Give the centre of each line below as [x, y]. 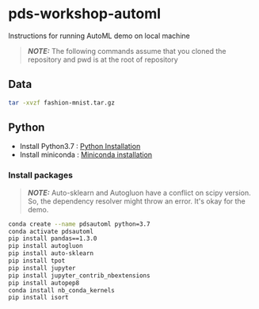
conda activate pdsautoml [51, 231]
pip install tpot [37, 261]
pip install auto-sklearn [51, 254]
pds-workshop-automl [84, 14]
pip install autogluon [46, 246]
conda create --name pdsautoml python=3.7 [79, 224]
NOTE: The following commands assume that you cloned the [127, 51]
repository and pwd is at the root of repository [103, 59]
